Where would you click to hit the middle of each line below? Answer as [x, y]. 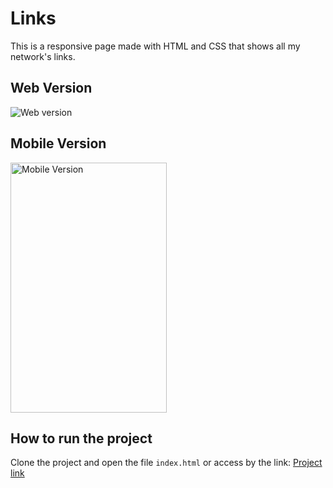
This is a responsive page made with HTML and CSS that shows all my [155, 46]
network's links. [43, 56]
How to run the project [81, 438]
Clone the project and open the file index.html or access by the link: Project [166, 463]
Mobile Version [58, 143]
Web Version [51, 88]
